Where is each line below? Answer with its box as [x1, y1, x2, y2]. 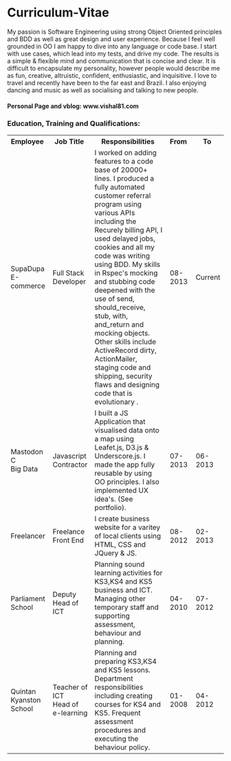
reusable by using [94, 468, 153, 478]
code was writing [94, 251, 150, 261]
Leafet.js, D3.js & [94, 442, 149, 452]
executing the [94, 734, 139, 743]
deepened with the [94, 285, 155, 295]
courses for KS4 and [94, 699, 162, 709]
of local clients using [94, 531, 162, 540]
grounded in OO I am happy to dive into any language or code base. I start [7, 42, 217, 50]
